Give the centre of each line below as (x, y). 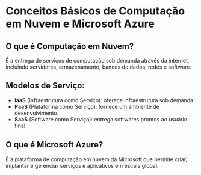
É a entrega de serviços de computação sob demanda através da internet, (97, 60)
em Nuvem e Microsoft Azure (80, 24)
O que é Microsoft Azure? (54, 145)
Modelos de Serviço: (45, 86)
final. (20, 126)
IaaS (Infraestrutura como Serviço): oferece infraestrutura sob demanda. (104, 100)
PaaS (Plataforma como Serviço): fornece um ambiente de (87, 106)
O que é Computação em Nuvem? (70, 46)
